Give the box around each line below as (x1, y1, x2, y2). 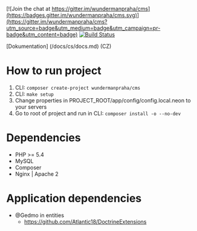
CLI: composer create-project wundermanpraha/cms (15, 84, 141, 91)
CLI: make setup (15, 90, 54, 98)
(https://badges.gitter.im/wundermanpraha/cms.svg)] (6, 12, 140, 19)
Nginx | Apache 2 (15, 170, 59, 178)
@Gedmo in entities (15, 212, 65, 219)
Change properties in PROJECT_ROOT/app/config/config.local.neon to (15, 96, 192, 104)
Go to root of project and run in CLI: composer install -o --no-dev (15, 109, 181, 117)
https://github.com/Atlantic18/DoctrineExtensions (24, 218, 147, 225)
